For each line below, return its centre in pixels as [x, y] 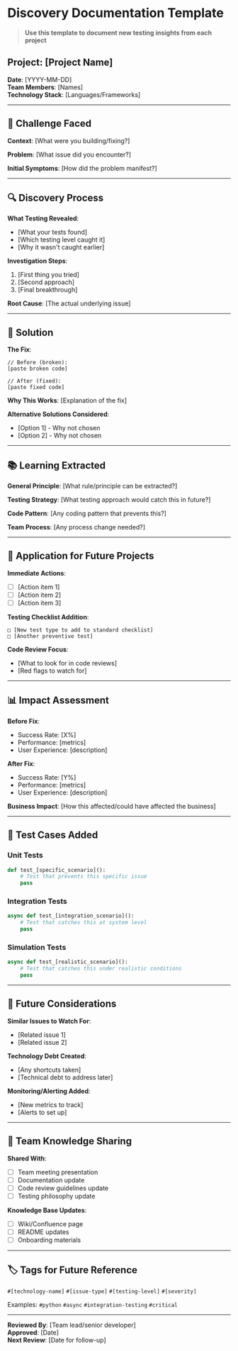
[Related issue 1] [41, 1035]
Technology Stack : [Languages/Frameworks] [74, 94]
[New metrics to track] [50, 1104]
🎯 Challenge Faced [50, 124]
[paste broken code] [38, 369]
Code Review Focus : [38, 649]
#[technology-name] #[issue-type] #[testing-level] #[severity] [102, 1291]
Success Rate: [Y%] [47, 777]
